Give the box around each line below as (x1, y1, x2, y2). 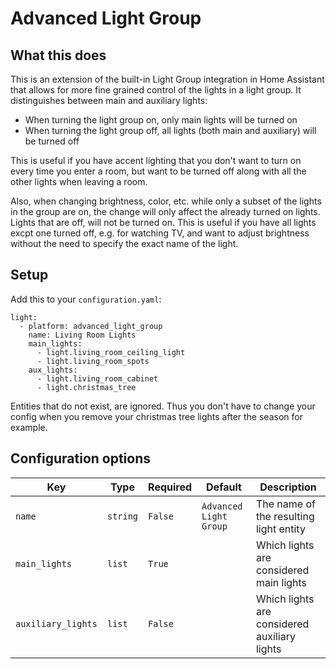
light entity (255, 522, 306, 536)
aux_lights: (28, 365, 78, 375)
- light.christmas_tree (36, 382, 137, 392)
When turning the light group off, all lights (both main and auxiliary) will (24, 125, 317, 136)
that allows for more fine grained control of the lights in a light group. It (10, 84, 302, 96)
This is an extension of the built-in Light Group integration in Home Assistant (10, 73, 325, 85)
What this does (10, 47, 107, 64)
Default (206, 480, 242, 494)
